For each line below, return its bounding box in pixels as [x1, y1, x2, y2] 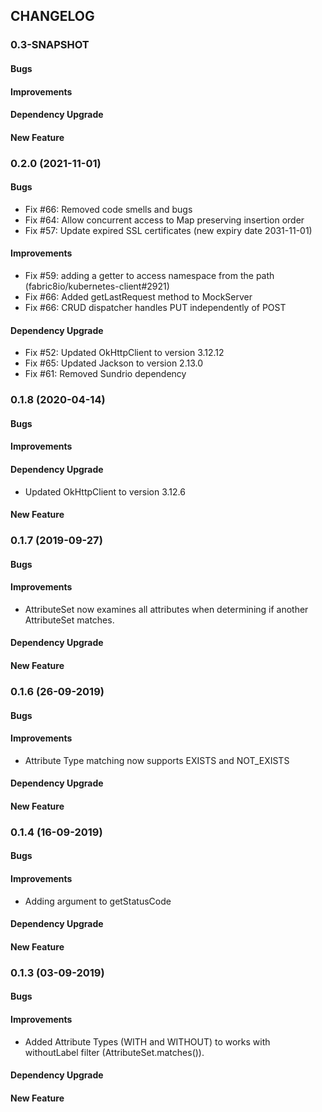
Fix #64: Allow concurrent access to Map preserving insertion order [24, 214, 305, 226]
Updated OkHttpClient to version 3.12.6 [24, 485, 186, 498]
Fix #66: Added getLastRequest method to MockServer [24, 291, 253, 303]
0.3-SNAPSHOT [10, 38, 90, 52]
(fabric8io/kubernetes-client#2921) [24, 280, 170, 293]
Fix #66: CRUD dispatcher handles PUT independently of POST [24, 302, 287, 314]
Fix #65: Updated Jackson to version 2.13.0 [24, 357, 204, 369]
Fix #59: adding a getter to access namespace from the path [24, 270, 275, 282]
